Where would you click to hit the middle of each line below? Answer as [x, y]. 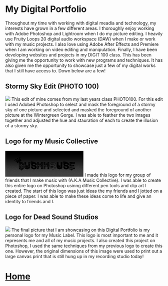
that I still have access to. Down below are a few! [55, 70]
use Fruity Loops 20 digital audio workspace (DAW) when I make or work [80, 39]
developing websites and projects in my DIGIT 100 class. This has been [78, 55]
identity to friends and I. [30, 201]
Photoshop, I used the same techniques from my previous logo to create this [84, 246]
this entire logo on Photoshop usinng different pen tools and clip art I [76, 185]
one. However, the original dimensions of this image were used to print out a [84, 251]
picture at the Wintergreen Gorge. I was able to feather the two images [78, 115]
